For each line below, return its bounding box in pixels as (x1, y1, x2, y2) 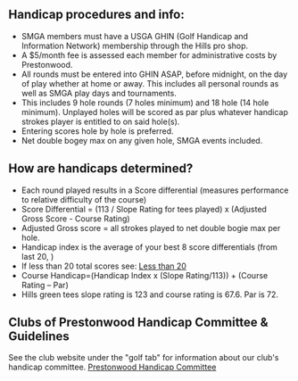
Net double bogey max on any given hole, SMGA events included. (21, 135, 263, 145)
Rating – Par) (21, 279, 69, 290)
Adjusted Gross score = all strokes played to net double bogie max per (21, 222, 281, 233)
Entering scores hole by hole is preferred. (21, 125, 175, 137)
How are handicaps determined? (8, 161, 194, 177)
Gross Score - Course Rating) (21, 213, 130, 224)
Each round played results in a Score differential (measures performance (21, 185, 289, 195)
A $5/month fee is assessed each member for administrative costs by (21, 49, 277, 61)
